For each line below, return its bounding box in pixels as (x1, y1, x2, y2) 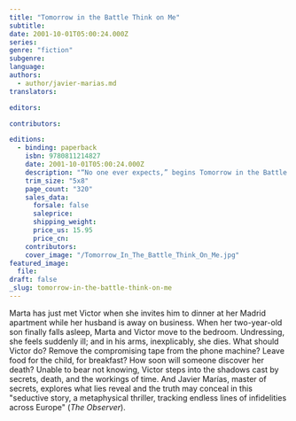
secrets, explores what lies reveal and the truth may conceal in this (9, 383, 253, 394)
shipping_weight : (32, 218, 97, 227)
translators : (9, 87, 58, 96)
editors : (9, 103, 42, 112)
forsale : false (32, 201, 90, 210)
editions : (9, 135, 46, 144)
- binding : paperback (17, 144, 97, 152)
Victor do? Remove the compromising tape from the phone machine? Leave (9, 345, 285, 355)
